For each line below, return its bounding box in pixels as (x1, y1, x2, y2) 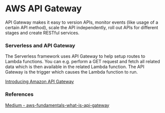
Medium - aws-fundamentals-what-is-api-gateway (5, 102, 109, 108)
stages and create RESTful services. (5, 30, 80, 36)
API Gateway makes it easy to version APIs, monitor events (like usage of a (5, 19, 159, 25)
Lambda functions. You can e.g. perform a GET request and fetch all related (5, 59, 160, 65)
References (5, 91, 34, 98)
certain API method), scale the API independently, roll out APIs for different (5, 24, 159, 30)
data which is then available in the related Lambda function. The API (5, 64, 145, 70)
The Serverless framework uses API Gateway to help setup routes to (5, 53, 146, 59)
